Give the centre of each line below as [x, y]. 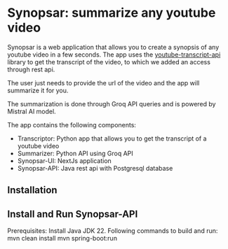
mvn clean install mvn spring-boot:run [62, 239]
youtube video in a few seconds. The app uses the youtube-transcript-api [114, 55]
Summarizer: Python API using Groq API [75, 153]
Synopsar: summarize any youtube [112, 13]
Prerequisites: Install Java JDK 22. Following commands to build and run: [113, 231]
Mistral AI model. [32, 111]
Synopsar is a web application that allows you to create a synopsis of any [113, 47]
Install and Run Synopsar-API [73, 214]
